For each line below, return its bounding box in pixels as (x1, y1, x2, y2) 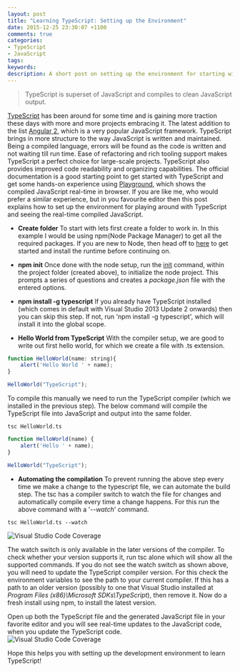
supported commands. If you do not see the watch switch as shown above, (7, 560, 229, 568)
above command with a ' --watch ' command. (17, 505, 149, 513)
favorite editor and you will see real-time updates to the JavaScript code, (7, 619, 222, 628)
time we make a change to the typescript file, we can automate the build (17, 482, 231, 491)
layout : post (7, 10, 46, 18)
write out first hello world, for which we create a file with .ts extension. (17, 341, 225, 350)
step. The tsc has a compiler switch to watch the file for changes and (17, 490, 221, 498)
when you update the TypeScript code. (7, 627, 122, 636)
